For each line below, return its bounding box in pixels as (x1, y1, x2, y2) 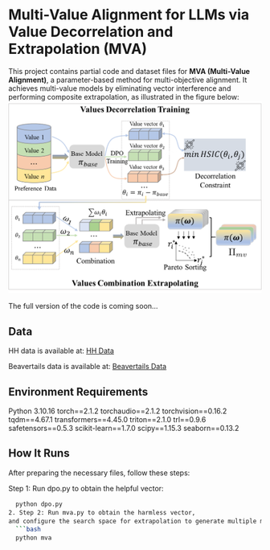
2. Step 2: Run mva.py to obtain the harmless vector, (8, 508, 196, 516)
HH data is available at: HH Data (8, 346, 115, 355)
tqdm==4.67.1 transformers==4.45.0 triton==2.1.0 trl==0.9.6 (8, 414, 207, 424)
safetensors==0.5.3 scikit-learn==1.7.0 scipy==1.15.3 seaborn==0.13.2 (8, 423, 239, 433)
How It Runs (8, 446, 70, 460)
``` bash (15, 525, 42, 534)
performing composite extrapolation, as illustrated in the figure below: (8, 92, 239, 101)
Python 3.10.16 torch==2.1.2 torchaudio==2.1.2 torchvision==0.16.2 (8, 406, 227, 416)
